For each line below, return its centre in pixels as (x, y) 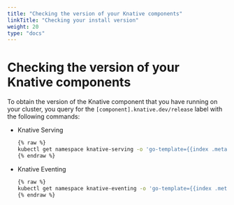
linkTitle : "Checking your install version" (73, 20)
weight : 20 (23, 26)
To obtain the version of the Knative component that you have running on (112, 102)
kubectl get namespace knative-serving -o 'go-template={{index (113, 150)
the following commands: (44, 116)
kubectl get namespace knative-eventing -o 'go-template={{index (114, 188)
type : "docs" (26, 33)
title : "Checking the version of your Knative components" (95, 14)
